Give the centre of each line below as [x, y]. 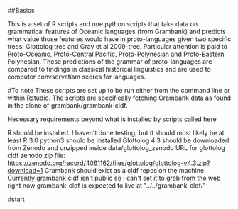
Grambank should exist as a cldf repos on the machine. [125, 170]
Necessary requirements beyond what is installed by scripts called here [112, 119]
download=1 [25, 170]
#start [16, 199]
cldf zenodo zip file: [37, 156]
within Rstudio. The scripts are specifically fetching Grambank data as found [119, 98]
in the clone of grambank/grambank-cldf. [67, 105]
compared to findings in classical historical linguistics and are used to [109, 69]
